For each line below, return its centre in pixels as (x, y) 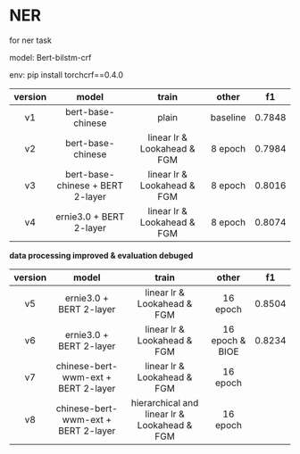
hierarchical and (165, 402)
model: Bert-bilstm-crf (50, 57)
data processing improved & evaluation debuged (101, 255)
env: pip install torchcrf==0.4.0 (66, 74)
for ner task (30, 40)
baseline (228, 117)
